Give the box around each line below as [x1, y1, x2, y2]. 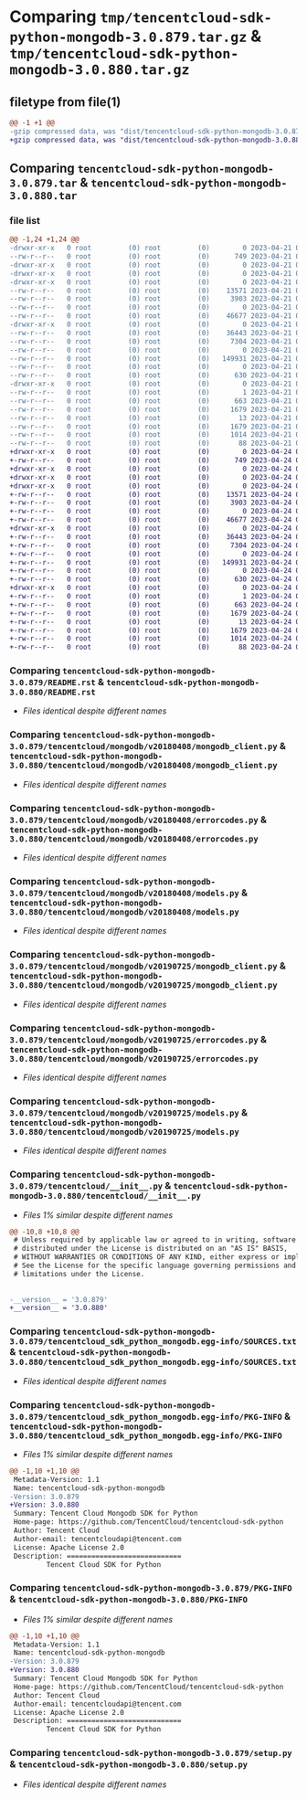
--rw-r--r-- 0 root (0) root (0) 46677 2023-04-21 [9, 312, 292, 321]
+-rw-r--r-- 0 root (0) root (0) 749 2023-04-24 [9, 456, 292, 465]
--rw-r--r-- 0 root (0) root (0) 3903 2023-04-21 [9, 294, 292, 303]
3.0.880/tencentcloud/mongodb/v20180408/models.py [9, 907, 239, 917]
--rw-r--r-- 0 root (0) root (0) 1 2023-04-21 [9, 388, 292, 397]
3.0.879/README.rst [9, 678, 96, 688]
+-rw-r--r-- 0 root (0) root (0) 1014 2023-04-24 [9, 634, 292, 643]
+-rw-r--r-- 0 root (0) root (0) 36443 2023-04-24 [9, 532, 292, 541]
